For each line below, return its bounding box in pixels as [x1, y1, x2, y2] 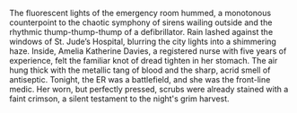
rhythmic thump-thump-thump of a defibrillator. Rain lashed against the [9, 27, 274, 37]
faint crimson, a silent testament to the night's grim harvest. [9, 93, 231, 104]
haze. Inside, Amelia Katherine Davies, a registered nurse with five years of [9, 46, 287, 56]
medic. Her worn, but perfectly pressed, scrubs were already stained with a [9, 84, 289, 94]
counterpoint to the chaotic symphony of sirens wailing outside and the [9, 17, 273, 28]
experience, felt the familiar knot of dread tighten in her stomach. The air [9, 56, 278, 65]
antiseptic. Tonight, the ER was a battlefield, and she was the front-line [9, 74, 271, 84]
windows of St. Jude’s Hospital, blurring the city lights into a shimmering [9, 36, 276, 47]
